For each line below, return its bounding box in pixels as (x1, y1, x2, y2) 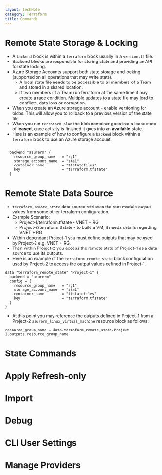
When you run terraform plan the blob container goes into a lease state (12, 121, 157, 127)
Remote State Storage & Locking (5, 37, 138, 48)
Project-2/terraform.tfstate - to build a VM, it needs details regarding (19, 225, 157, 230)
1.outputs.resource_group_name (5, 332, 69, 337)
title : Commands (5, 16, 38, 21)
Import (5, 392, 33, 404)
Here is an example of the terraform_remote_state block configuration (12, 256, 153, 262)
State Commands (5, 348, 77, 359)
